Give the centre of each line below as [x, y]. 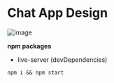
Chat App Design [58, 13]
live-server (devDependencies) [62, 59]
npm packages [29, 46]
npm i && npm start [36, 72]
